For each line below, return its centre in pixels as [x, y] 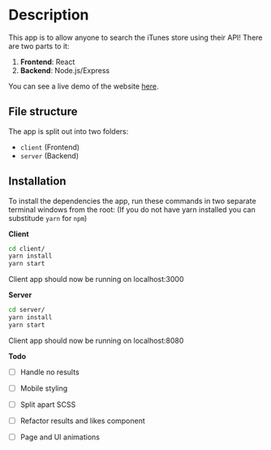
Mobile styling [44, 388]
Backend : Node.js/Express [65, 70]
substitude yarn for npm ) [48, 218]
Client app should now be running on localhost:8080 [96, 340]
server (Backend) [49, 155]
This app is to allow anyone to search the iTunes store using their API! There [135, 37]
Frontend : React [47, 62]
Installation [37, 182]
